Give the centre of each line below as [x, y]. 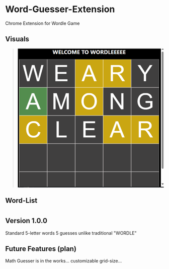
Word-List [21, 201]
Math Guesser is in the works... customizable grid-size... [64, 261]
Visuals [17, 39]
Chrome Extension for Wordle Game [43, 23]
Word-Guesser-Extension [60, 9]
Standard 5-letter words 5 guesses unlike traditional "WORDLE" [71, 233]
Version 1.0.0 [26, 221]
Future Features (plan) [41, 249]
